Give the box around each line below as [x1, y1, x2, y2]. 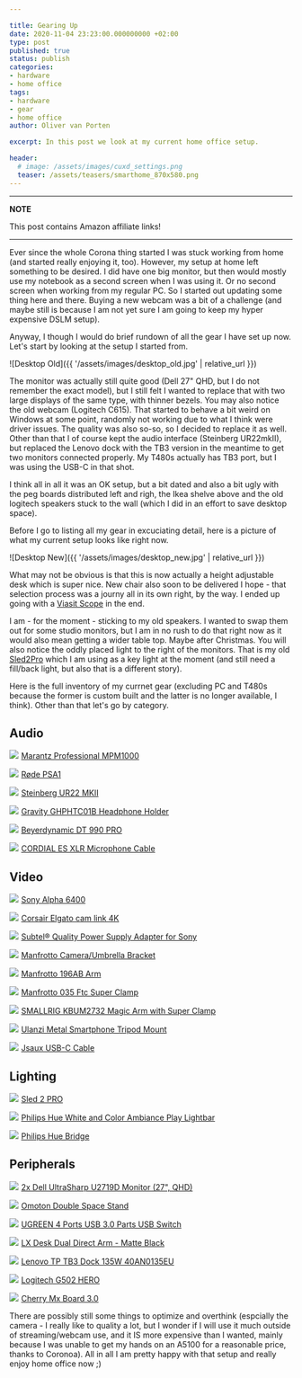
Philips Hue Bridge [21, 1131, 90, 1142]
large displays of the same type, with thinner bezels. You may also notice [9, 395, 280, 405]
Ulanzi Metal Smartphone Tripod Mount [21, 1024, 168, 1035]
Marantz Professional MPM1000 [21, 751, 139, 761]
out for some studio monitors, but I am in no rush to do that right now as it [9, 625, 282, 636]
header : [9, 154, 39, 163]
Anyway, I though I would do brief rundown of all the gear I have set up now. [9, 331, 292, 342]
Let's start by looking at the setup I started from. [9, 341, 189, 351]
